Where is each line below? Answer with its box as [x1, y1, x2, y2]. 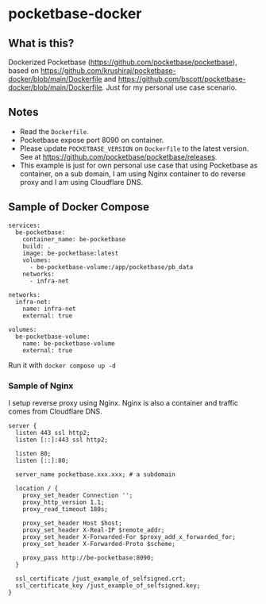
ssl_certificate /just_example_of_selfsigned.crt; [15, 575, 187, 583]
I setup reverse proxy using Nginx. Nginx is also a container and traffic [8, 398, 239, 407]
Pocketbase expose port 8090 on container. [19, 135, 164, 144]
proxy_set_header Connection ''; [22, 491, 133, 499]
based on [8, 66, 40, 75]
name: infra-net [22, 305, 77, 313]
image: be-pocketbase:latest [22, 249, 119, 257]
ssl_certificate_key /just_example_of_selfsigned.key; [15, 581, 201, 590]
